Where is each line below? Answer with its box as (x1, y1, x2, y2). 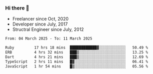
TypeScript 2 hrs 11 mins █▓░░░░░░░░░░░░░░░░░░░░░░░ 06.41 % (5, 59, 149, 64)
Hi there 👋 (5, 4, 30, 11)
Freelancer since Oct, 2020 (12, 16, 69, 22)
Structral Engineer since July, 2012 (12, 26, 84, 32)
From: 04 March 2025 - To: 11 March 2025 (5, 36, 93, 41)
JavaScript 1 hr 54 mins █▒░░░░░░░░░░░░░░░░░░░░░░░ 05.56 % (5, 63, 149, 69)
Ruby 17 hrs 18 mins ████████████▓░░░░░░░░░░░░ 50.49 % (5, 45, 149, 50)
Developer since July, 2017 (12, 21, 68, 27)
